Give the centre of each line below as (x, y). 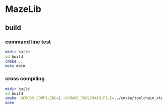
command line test (28, 42)
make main (15, 66)
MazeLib (23, 9)
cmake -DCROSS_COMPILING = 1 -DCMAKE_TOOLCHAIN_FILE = (60, 98)
